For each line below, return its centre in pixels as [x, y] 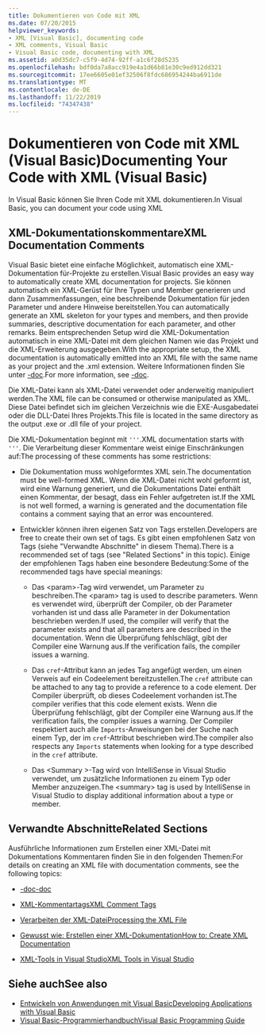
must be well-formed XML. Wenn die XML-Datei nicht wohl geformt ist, [135, 480]
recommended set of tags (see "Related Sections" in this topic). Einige [135, 555]
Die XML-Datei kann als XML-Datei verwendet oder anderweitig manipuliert [131, 390]
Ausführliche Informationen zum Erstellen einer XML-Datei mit [110, 848]
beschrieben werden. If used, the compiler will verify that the [130, 621]
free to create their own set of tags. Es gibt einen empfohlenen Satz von [137, 537]
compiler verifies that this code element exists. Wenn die [124, 704]
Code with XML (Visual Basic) [108, 178]
